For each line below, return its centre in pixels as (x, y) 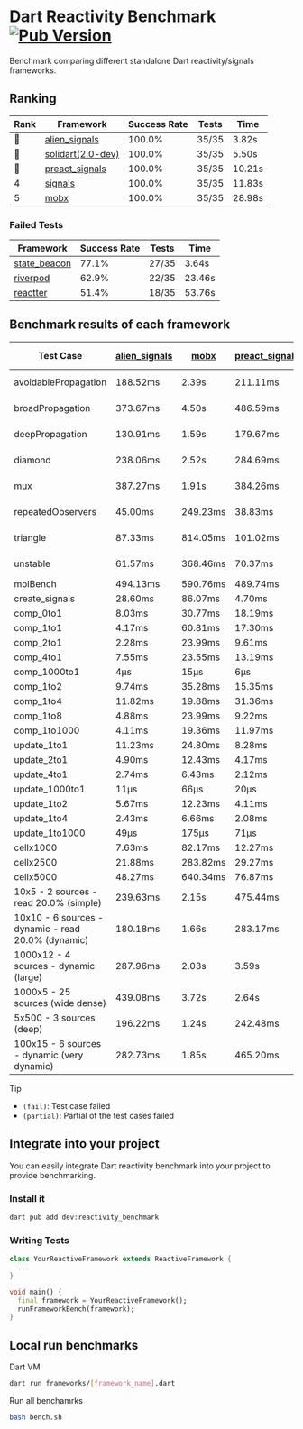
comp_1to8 (38, 716)
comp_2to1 (38, 642)
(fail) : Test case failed (66, 1105)
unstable (32, 563)
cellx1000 (36, 847)
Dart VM (25, 1367)
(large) (28, 977)
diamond (32, 460)
